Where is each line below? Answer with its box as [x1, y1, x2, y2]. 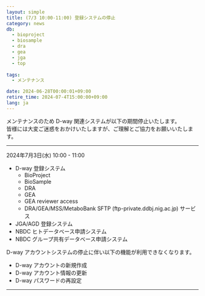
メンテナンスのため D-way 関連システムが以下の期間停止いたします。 [6, 117, 181, 124]
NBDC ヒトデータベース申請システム [15, 227, 107, 235]
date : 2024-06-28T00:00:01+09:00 [6, 88, 92, 95]
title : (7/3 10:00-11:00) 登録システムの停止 [6, 15, 116, 21]
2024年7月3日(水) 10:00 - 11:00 [6, 151, 85, 159]
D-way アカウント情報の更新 [15, 269, 87, 276]
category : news [6, 20, 45, 26]
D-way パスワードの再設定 [15, 276, 82, 284]
